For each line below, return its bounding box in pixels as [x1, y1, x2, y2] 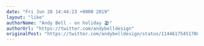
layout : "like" [6, 14, 45, 20]
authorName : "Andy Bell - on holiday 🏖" [6, 20, 112, 26]
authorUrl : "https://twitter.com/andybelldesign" [6, 25, 135, 32]
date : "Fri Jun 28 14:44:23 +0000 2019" [6, 8, 110, 15]
